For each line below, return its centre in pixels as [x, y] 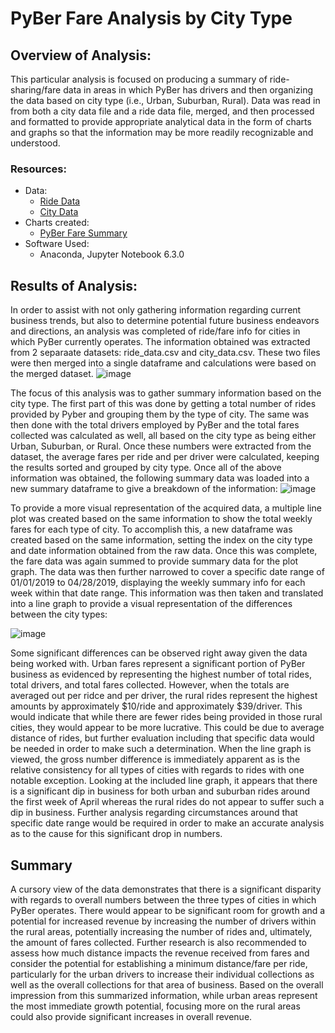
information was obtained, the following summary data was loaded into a [160, 478]
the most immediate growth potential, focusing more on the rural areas [155, 1006]
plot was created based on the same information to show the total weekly [161, 519]
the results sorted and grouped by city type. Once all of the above [146, 468]
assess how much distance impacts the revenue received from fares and [160, 953]
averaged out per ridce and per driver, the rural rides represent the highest [164, 696]
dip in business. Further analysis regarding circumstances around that [154, 813]
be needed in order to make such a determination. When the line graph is [161, 749]
